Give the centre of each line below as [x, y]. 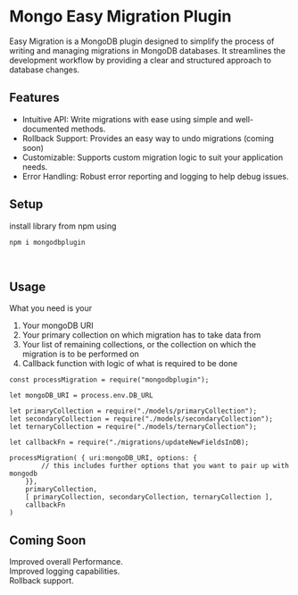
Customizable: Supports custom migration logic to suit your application [153, 157]
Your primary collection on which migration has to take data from [141, 335]
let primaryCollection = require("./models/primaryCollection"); [133, 411]
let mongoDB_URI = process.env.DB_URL [81, 396]
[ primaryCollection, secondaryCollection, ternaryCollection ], [149, 498]
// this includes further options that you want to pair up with [166, 466]
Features [34, 98]
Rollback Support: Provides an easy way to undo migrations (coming [148, 138]
